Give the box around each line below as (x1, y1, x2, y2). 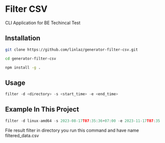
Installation (5, 34, 41, 42)
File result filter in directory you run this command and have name (5, 127, 139, 133)
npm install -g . (5, 65, 41, 70)
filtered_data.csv (5, 132, 40, 139)
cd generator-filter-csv (5, 56, 56, 61)
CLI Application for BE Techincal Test (5, 20, 81, 26)
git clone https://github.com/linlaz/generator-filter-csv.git (5, 47, 138, 52)
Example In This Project (5, 105, 79, 114)
